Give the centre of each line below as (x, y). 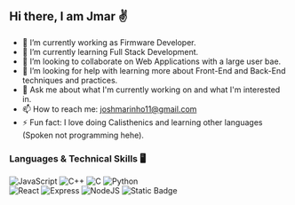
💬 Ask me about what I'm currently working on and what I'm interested (151, 90)
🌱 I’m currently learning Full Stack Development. (110, 51)
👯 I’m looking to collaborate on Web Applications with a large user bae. (151, 61)
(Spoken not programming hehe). (83, 135)
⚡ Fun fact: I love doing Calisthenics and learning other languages (142, 122)
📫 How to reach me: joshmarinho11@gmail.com (109, 109)
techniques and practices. (70, 80)
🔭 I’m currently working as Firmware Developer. (109, 42)
